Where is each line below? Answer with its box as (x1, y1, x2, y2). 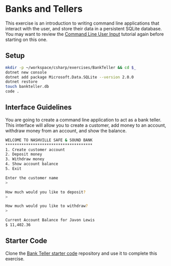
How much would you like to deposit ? (5, 189, 86, 195)
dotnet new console (5, 70, 47, 75)
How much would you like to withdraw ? (5, 203, 88, 208)
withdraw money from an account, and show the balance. (5, 127, 127, 134)
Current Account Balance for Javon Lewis (5, 218, 95, 223)
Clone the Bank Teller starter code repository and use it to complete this (5, 250, 157, 256)
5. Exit (5, 166, 22, 172)
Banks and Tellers (5, 3, 83, 15)
